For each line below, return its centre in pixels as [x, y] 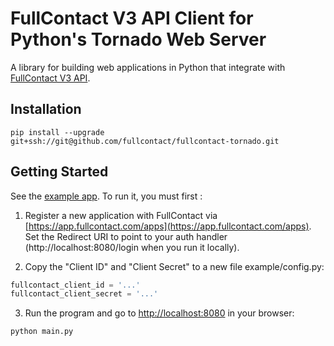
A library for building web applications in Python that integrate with [148, 67]
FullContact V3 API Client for [132, 18]
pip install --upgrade [57, 132]
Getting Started [59, 172]
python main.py [42, 332]
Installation [46, 109]
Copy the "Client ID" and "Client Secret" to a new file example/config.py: [174, 266]
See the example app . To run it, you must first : [106, 196]
